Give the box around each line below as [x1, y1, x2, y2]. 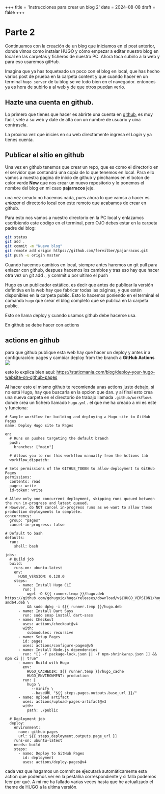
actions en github [5, 336, 60, 345]
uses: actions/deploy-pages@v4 [23, 759, 87, 764]
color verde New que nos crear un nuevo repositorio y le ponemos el [5, 180, 144, 185]
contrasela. [5, 122, 28, 128]
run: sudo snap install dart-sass [23, 613, 93, 618]
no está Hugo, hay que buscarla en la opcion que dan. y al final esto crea [5, 389, 153, 395]
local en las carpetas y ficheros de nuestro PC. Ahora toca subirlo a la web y [5, 53, 160, 59]
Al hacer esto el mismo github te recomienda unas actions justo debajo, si [5, 384, 155, 390]
